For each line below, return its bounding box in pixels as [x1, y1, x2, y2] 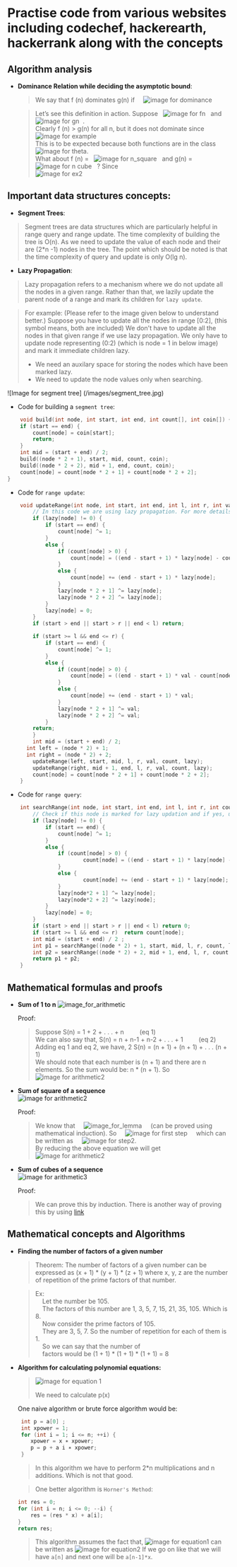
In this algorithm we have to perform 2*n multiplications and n [35, 1464, 215, 1472]
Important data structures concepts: [7, 190, 171, 202]
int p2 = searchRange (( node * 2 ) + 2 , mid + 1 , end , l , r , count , [32, 949, 232, 956]
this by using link [35, 1208, 85, 1216]
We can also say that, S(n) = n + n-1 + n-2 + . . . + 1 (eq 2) [35, 1035, 217, 1043]
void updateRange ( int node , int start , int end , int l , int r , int [20, 502, 223, 509]
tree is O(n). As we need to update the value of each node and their [24, 237, 221, 245]
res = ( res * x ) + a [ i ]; [30, 1512, 104, 1519]
